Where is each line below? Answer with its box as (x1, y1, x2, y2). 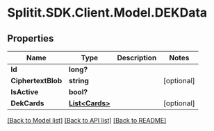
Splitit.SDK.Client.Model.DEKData (7, 5, 208, 21)
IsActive (10, 87, 39, 96)
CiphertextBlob (10, 76, 63, 85)
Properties (7, 33, 54, 44)
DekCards (10, 98, 44, 108)
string (68, 76, 89, 85)
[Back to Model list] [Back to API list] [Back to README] (7, 116, 167, 124)
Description (117, 53, 157, 62)
